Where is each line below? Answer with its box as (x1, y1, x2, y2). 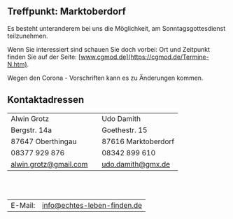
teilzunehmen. (7, 31, 48, 40)
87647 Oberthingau (10, 136, 77, 146)
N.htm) (7, 59, 27, 69)
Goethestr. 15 (101, 125, 148, 135)
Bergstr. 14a (10, 125, 52, 135)
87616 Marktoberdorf (101, 136, 175, 146)
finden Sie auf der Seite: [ (7, 52, 81, 61)
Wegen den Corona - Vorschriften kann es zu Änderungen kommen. (7, 73, 204, 82)
